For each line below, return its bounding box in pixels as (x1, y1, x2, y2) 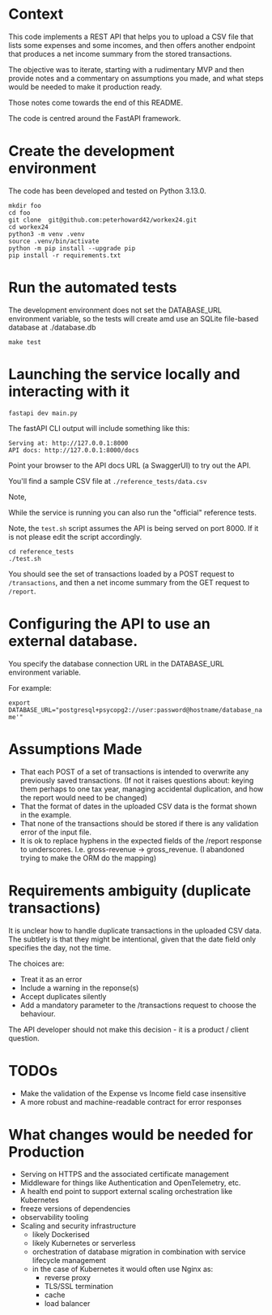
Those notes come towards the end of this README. (8, 97, 184, 107)
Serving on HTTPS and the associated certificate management (19, 1170, 229, 1179)
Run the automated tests (8, 278, 177, 297)
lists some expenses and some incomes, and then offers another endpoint (8, 40, 256, 50)
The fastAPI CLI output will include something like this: (8, 423, 190, 433)
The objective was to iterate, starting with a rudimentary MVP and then (8, 64, 244, 74)
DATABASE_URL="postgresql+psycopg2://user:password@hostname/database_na (8, 705, 263, 714)
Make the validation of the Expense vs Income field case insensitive (19, 1089, 247, 1098)
